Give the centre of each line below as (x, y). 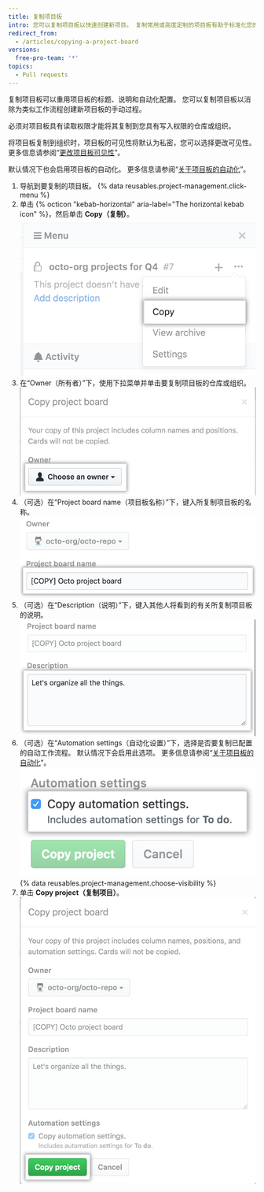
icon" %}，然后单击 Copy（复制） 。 (76, 214)
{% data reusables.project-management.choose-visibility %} (118, 883)
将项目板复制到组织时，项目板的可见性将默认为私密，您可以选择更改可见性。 (132, 143)
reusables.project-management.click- (186, 186)
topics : (21, 67)
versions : (24, 50)
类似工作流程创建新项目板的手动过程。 (84, 109)
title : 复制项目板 (35, 17)
